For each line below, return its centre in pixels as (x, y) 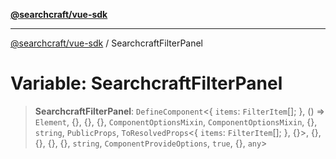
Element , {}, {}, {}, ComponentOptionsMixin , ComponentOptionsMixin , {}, (176, 121)
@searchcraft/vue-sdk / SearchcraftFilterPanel (107, 43)
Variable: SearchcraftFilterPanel (146, 83)
